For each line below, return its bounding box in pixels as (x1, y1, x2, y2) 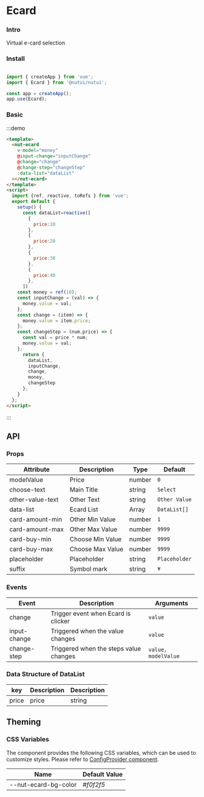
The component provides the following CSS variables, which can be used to (6, 749, 196, 756)
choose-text (9, 485, 46, 494)
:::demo (6, 124, 25, 132)
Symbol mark (69, 565, 107, 573)
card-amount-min (9, 515, 63, 524)
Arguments (154, 599, 188, 607)
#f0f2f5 (83, 780, 106, 788)
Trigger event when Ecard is (50, 609, 131, 618)
